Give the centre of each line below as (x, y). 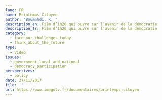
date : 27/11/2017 (24, 80)
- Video (18, 52)
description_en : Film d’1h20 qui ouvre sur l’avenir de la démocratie (81, 24)
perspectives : (20, 71)
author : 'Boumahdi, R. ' (31, 19)
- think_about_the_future (37, 43)
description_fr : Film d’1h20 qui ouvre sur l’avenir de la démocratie (81, 29)
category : (16, 33)
